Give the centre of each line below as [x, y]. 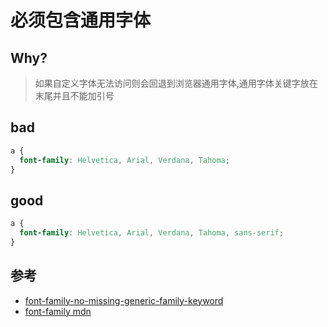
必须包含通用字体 [81, 20]
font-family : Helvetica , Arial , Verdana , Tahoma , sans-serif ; [151, 233]
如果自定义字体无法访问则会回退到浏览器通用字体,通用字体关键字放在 [176, 83]
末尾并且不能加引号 [74, 95]
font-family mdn [58, 311]
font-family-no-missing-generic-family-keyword [124, 300]
